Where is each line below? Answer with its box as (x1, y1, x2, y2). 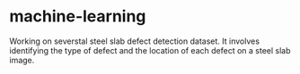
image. (9, 54, 35, 65)
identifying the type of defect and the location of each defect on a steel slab (9, 45, 291, 55)
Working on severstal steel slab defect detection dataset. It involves (9, 36, 260, 46)
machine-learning (9, 6, 146, 27)
